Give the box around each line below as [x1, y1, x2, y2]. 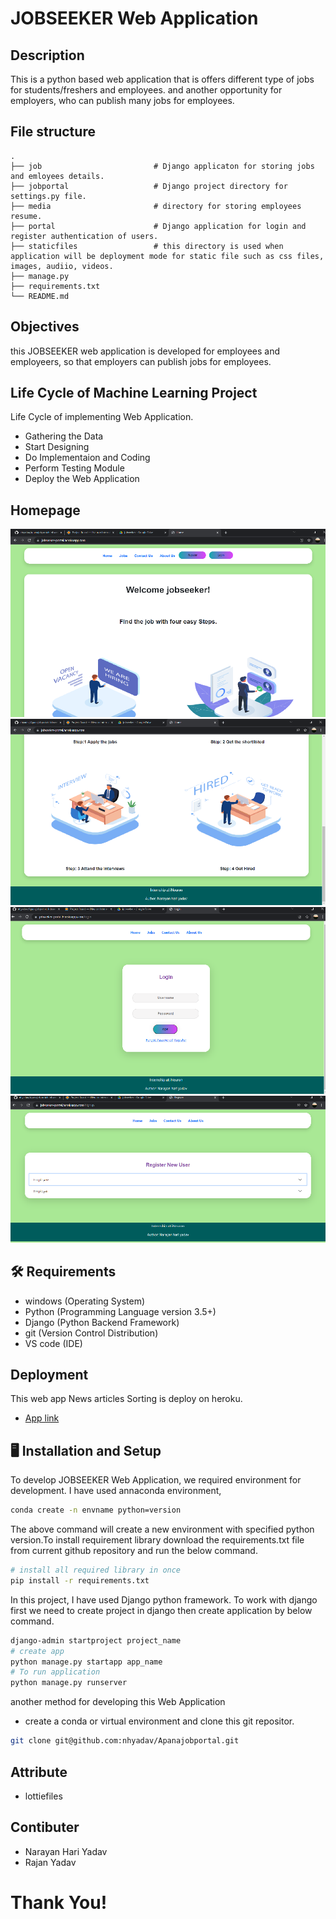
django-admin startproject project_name [10, 1635, 182, 1646]
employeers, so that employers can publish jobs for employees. [10, 355, 272, 367]
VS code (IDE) [24, 1337, 83, 1349]
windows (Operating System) [24, 1295, 146, 1307]
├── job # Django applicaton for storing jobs [10, 161, 315, 171]
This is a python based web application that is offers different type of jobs [10, 73, 315, 85]
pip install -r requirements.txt [10, 1575, 150, 1586]
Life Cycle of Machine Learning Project [10, 385, 258, 402]
